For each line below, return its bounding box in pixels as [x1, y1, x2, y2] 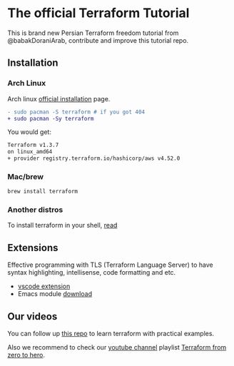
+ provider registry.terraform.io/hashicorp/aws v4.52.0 [7, 155, 180, 162]
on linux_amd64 [7, 148, 53, 156]
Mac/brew [7, 171, 44, 181]
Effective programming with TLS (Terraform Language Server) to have [7, 260, 213, 269]
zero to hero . [7, 351, 45, 360]
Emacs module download [17, 290, 93, 298]
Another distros [7, 205, 63, 215]
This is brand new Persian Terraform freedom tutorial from [7, 29, 179, 37]
